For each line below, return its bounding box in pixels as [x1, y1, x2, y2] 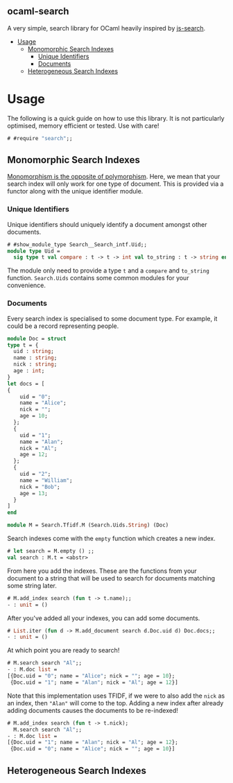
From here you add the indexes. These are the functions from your [7, 567, 198, 575]
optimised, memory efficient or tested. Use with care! [7, 121, 159, 130]
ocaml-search [7, 6, 69, 17]
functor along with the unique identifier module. [7, 187, 144, 196]
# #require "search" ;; [7, 135, 73, 141]
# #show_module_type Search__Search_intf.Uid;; [7, 241, 148, 248]
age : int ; [13, 368, 45, 375]
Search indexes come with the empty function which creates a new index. [7, 534, 216, 543]
